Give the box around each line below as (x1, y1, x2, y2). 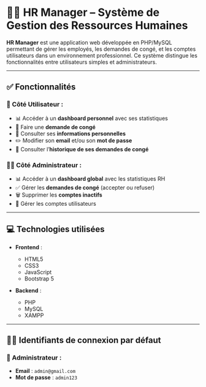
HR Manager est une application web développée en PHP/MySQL (6, 39, 173, 46)
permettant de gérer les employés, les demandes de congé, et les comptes (6, 45, 196, 53)
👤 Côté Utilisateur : (6, 100, 63, 109)
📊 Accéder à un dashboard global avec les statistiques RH (15, 175, 166, 182)
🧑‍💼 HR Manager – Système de (6, 6, 160, 20)
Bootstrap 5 (24, 275, 54, 282)
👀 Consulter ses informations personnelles (15, 130, 126, 137)
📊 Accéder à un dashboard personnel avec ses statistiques (15, 115, 169, 122)
